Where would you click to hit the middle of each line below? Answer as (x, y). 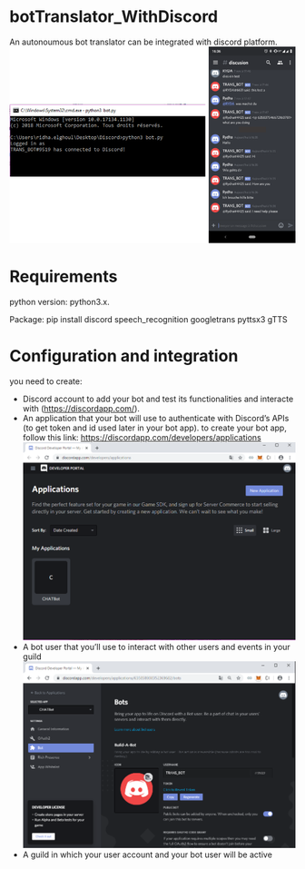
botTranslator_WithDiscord (114, 17)
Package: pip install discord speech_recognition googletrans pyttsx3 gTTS (148, 319)
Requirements (64, 276)
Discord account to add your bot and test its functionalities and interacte (158, 399)
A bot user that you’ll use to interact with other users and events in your (156, 647)
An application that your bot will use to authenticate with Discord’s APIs (156, 418)
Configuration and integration (124, 355)
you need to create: (46, 381)
